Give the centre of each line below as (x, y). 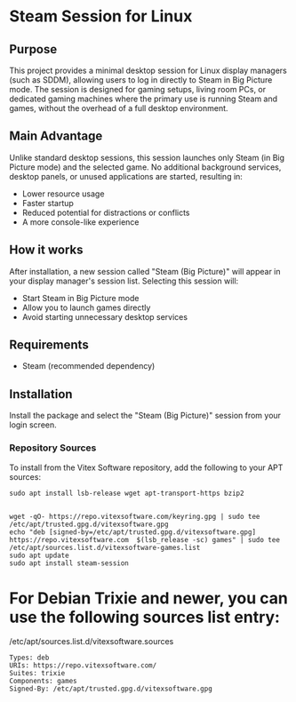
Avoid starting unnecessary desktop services (105, 316)
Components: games (43, 682)
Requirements (49, 345)
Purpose (33, 49)
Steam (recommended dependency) (88, 366)
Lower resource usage (63, 194)
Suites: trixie (37, 674)
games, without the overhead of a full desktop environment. (119, 108)
